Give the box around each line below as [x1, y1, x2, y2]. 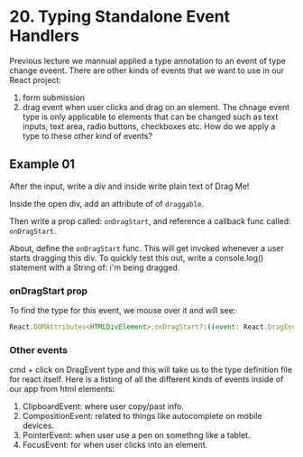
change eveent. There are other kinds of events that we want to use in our [9, 65, 285, 76]
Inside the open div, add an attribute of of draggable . [9, 198, 205, 209]
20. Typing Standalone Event [9, 6, 231, 27]
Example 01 [9, 156, 75, 173]
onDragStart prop [9, 284, 88, 297]
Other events [9, 343, 69, 356]
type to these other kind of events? [22, 130, 153, 141]
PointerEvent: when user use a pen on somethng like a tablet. [22, 430, 251, 441]
